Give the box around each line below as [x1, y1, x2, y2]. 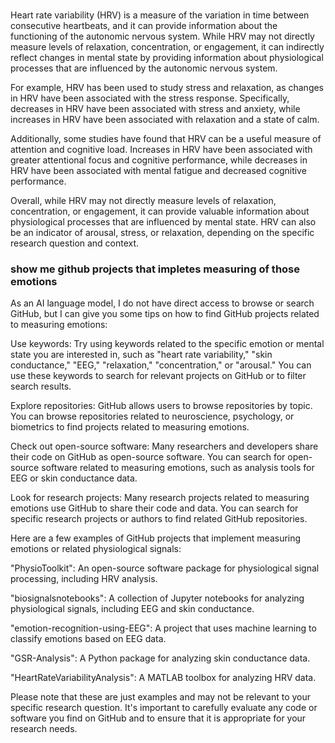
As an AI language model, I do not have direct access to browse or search [10, 297, 315, 309]
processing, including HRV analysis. [10, 573, 158, 585]
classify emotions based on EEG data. [10, 633, 167, 645]
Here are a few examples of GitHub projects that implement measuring [10, 532, 302, 544]
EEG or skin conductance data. [10, 472, 138, 484]
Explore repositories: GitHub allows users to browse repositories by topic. [10, 400, 313, 412]
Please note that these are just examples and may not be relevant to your [10, 691, 312, 703]
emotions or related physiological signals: [10, 543, 182, 555]
